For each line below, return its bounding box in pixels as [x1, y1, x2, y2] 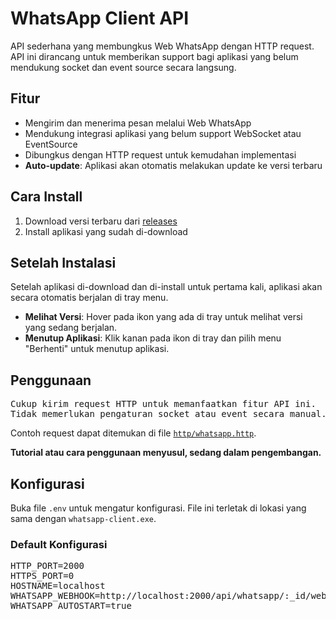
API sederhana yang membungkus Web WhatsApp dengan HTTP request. [10, 40, 315, 52]
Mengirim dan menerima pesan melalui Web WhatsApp [24, 117, 252, 129]
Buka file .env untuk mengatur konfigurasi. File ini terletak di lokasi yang [10, 502, 307, 514]
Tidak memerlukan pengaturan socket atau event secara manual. [10, 408, 327, 420]
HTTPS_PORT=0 [10, 570, 75, 582]
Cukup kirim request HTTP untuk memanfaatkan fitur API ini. [10, 398, 317, 410]
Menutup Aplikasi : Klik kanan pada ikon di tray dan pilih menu [24, 332, 282, 344]
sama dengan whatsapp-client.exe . [10, 513, 157, 524]
